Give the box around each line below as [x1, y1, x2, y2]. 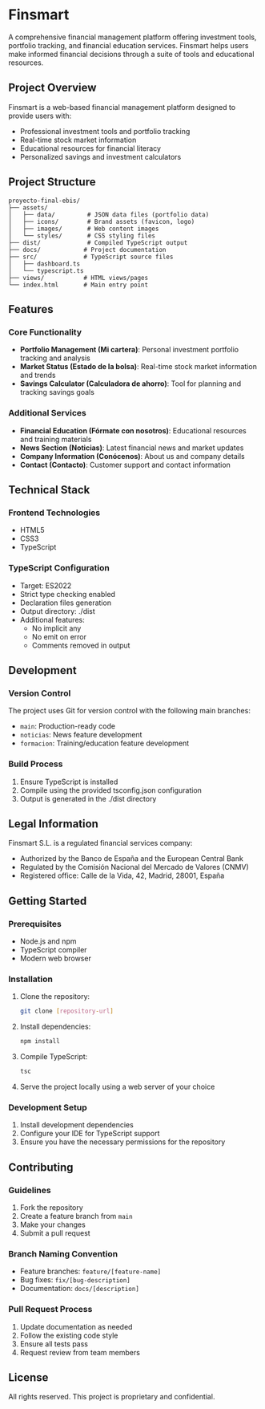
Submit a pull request [19, 1228, 90, 1237]
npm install [19, 1037, 60, 1046]
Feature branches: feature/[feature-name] [19, 1266, 162, 1277]
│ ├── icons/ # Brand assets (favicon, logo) [8, 217, 195, 225]
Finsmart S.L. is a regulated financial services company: [8, 838, 193, 848]
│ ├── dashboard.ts [8, 259, 81, 268]
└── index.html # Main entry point [8, 281, 149, 289]
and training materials [19, 434, 92, 444]
